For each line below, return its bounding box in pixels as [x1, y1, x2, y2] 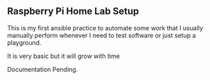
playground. [7, 38, 42, 47]
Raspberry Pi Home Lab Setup [7, 6, 139, 17]
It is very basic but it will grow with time [7, 52, 120, 60]
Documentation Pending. [7, 65, 78, 73]
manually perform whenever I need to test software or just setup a [7, 31, 196, 39]
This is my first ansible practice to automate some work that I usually [7, 23, 203, 32]
